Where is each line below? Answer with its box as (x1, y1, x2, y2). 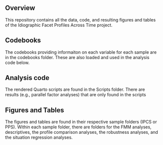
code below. (5, 60, 30, 65)
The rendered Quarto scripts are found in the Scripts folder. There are (5, 86, 145, 92)
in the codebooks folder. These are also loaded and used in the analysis (5, 54, 150, 60)
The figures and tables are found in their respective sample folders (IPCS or (5, 119, 157, 125)
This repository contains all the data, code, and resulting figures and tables (5, 17, 156, 22)
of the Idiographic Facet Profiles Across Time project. (5, 22, 113, 28)
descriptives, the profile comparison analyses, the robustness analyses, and (5, 129, 159, 135)
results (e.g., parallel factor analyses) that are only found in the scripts (5, 92, 146, 98)
